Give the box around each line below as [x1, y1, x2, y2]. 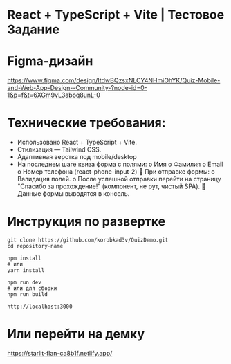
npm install [7, 255, 41, 262]
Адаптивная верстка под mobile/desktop [17, 153, 137, 161]
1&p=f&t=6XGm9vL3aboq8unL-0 [7, 91, 100, 100]
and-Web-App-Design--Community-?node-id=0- [7, 84, 147, 92]
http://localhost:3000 [7, 303, 73, 310]
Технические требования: [7, 115, 166, 131]
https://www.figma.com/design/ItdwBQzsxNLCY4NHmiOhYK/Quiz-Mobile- [7, 76, 221, 84]
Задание [7, 21, 60, 37]
